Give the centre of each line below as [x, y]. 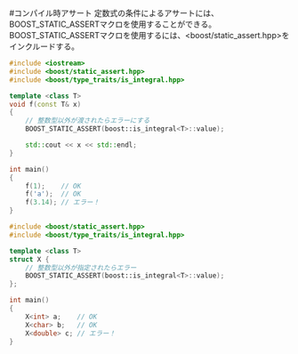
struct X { [29, 259]
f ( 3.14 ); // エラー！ [63, 203]
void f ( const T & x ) [45, 104]
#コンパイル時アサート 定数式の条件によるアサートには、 [114, 13]
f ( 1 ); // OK [53, 186]
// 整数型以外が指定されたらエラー [81, 268]
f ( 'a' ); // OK [53, 194]
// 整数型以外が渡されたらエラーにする [88, 121]
